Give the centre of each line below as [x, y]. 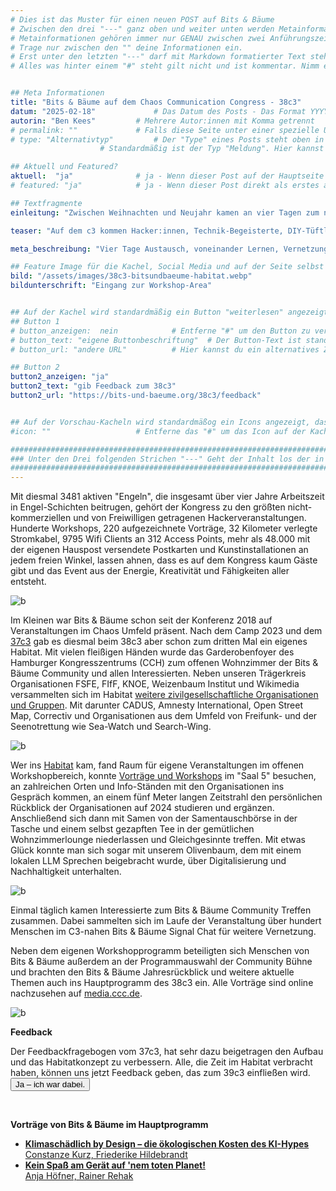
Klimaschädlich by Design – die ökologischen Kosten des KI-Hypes [167, 1144]
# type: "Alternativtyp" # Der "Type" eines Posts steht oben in [167, 139]
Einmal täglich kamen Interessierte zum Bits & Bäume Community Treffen [161, 910]
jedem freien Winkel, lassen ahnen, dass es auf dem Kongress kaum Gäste [164, 560]
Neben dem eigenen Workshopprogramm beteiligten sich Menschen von [160, 951]
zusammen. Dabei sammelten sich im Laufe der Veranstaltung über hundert [166, 921]
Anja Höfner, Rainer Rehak [79, 1176]
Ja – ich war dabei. [50, 1084]
